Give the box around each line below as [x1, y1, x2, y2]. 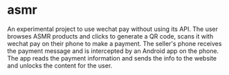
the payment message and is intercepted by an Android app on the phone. [7, 47, 219, 55]
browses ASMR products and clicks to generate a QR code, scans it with [7, 32, 214, 40]
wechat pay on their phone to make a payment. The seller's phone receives [7, 39, 222, 47]
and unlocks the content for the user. [7, 61, 113, 69]
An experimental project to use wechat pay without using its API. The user [7, 25, 218, 33]
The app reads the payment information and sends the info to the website [7, 54, 217, 62]
